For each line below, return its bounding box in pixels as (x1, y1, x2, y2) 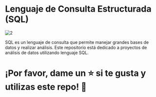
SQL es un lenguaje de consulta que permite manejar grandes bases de (5, 39, 149, 45)
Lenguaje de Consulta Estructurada (5, 3, 152, 15)
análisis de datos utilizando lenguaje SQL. (5, 50, 89, 56)
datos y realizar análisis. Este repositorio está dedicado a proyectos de (5, 44, 147, 50)
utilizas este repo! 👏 (5, 81, 87, 93)
